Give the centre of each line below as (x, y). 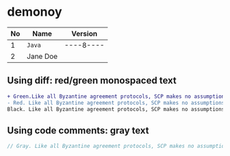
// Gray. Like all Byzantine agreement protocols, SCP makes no (101, 146)
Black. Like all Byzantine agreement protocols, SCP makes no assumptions (116, 109)
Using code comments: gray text (78, 130)
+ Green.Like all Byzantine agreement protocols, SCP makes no (99, 96)
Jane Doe (42, 56)
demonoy (35, 12)
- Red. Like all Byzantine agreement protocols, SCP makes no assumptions (116, 103)
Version (85, 34)
